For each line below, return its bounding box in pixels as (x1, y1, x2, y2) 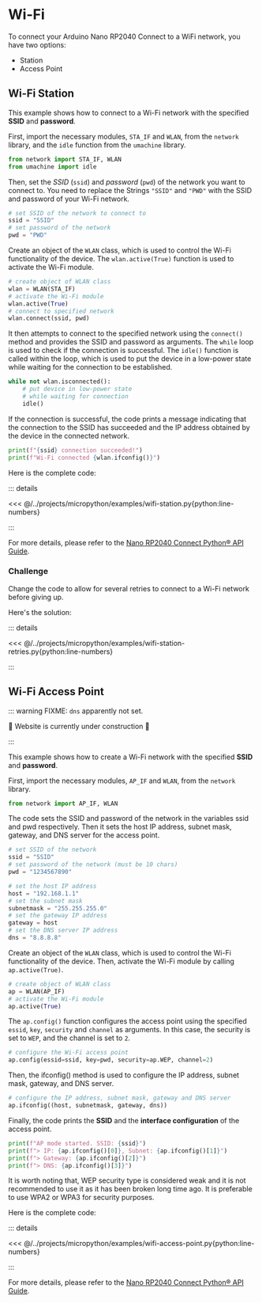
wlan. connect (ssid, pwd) (8, 314, 90, 322)
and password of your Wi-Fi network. (8, 194, 130, 203)
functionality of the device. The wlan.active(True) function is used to (8, 254, 234, 263)
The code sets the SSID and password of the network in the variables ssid (8, 814, 249, 823)
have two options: (8, 40, 66, 49)
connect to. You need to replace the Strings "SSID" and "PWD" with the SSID (8, 185, 253, 195)
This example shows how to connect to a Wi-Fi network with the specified (8, 108, 249, 117)
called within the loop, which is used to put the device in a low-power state (8, 354, 252, 363)
